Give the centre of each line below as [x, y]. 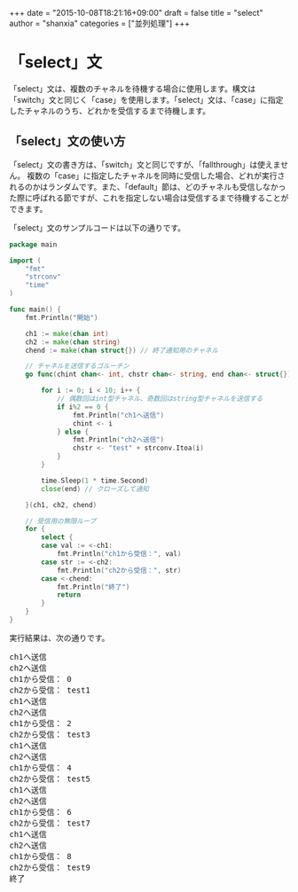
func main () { [35, 309]
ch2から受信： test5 [50, 779]
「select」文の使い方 [67, 141]
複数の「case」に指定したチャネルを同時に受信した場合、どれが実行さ [156, 176]
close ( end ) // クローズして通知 [95, 489]
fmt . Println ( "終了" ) [93, 587]
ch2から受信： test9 [50, 867]
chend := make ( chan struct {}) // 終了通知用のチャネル [122, 350]
